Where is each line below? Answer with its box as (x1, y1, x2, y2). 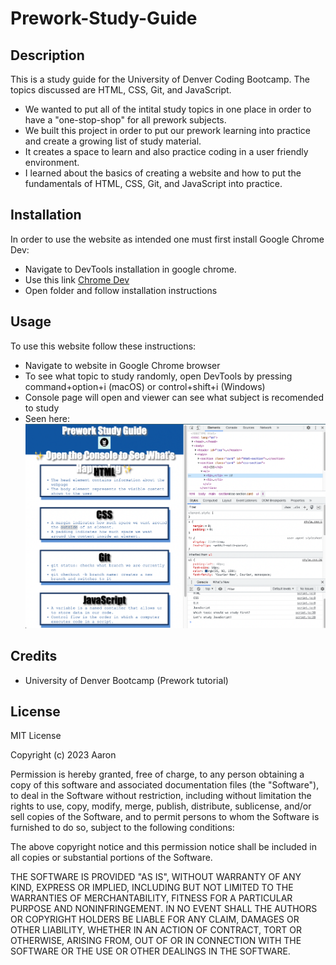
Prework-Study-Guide (10, 7, 198, 30)
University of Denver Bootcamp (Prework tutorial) (24, 674, 229, 686)
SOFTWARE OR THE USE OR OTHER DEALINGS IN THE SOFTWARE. (10, 945, 291, 957)
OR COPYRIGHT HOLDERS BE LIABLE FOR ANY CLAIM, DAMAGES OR (10, 913, 300, 926)
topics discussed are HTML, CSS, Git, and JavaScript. (10, 84, 232, 96)
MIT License (10, 730, 62, 742)
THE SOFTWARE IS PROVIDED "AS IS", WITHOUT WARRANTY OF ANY (10, 871, 302, 883)
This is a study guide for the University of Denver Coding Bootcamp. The (10, 73, 310, 85)
